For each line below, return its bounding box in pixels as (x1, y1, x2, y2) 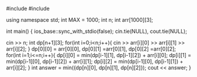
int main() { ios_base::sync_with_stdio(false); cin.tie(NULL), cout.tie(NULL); (6, 28, 187, 35)
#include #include (6, 5, 50, 12)
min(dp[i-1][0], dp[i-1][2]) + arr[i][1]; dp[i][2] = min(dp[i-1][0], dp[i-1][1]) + (6, 58, 183, 65)
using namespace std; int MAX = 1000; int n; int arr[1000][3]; (6, 16, 153, 23)
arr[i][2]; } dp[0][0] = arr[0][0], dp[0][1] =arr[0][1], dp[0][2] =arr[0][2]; (6, 45, 176, 52)
